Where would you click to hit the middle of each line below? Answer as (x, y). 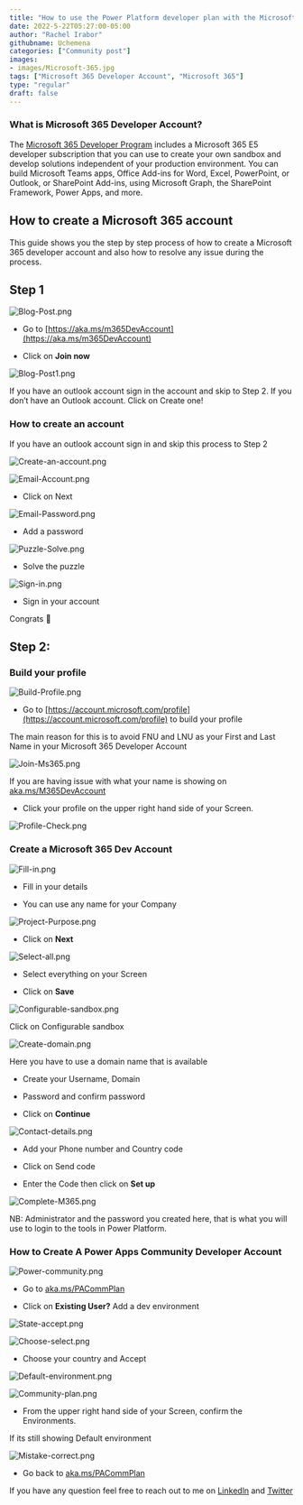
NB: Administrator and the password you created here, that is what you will (148, 1218)
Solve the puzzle (54, 566)
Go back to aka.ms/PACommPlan (84, 1473)
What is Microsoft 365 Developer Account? (106, 125)
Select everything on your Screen (84, 974)
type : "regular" (40, 85)
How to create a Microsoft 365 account (121, 221)
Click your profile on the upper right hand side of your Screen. (138, 808)
